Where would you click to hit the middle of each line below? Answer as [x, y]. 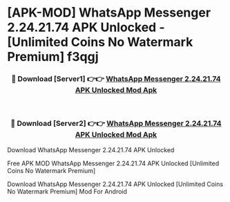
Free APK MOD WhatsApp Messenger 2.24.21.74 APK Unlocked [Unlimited [113, 163]
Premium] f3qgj [53, 57]
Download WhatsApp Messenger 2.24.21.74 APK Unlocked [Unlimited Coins [115, 184]
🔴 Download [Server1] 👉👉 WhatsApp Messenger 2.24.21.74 [116, 79]
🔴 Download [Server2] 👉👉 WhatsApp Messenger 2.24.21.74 [116, 124]
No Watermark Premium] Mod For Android [67, 191]
